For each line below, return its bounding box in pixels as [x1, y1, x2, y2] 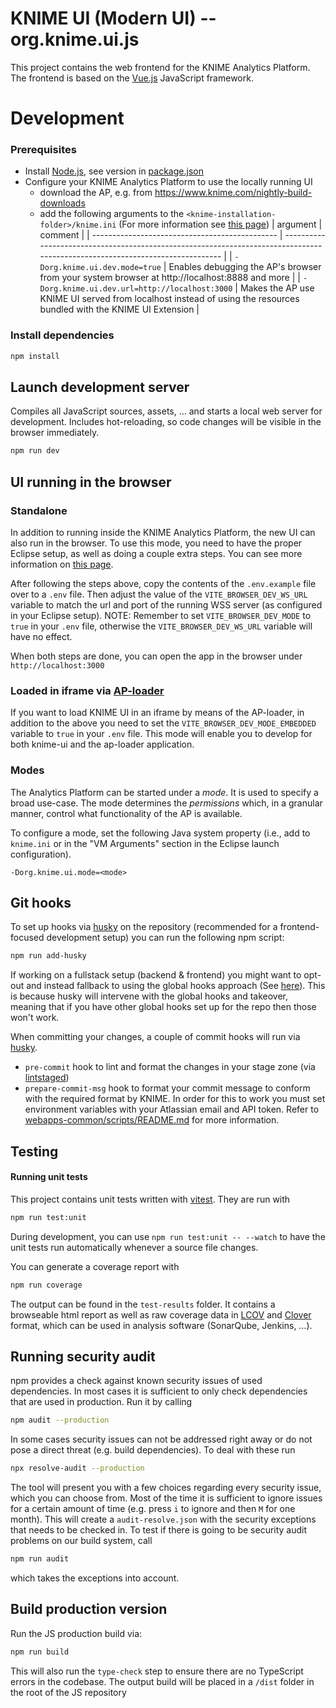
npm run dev [10, 446, 60, 456]
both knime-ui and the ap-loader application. [10, 738, 195, 751]
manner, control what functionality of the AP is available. [10, 807, 243, 819]
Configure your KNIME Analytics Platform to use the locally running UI [24, 176, 313, 188]
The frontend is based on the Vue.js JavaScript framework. [10, 72, 254, 84]
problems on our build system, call [10, 1535, 153, 1547]
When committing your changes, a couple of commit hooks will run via [10, 1031, 301, 1043]
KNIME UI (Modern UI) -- [10, 7, 217, 30]
